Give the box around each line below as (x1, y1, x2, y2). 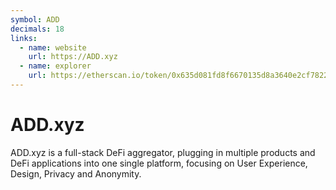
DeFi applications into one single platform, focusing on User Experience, (10, 157, 308, 169)
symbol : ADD (10, 14, 60, 25)
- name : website (19, 42, 87, 53)
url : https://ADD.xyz (28, 52, 118, 62)
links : (10, 33, 38, 43)
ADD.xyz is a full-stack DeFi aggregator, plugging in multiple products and (10, 146, 316, 158)
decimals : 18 (10, 24, 65, 34)
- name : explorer (19, 61, 92, 71)
